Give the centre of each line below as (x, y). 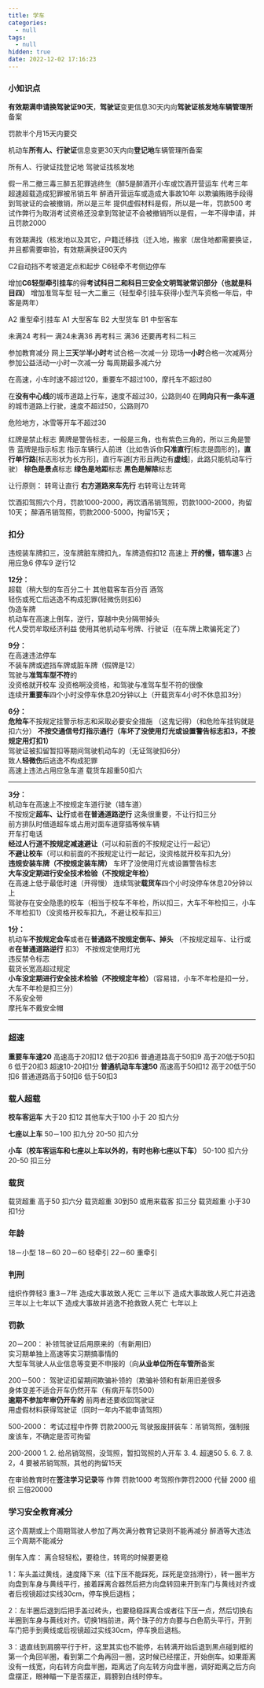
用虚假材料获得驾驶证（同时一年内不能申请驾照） (87, 1410)
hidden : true (29, 52)
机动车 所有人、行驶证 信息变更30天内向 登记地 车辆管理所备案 (105, 150)
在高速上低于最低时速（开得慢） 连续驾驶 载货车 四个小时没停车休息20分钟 (127, 883)
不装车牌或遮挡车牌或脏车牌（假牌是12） (74, 665)
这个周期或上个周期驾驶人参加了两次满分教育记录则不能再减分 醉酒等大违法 (130, 1531)
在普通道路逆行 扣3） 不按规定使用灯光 (78, 949)
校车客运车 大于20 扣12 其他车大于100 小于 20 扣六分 (93, 1117)
